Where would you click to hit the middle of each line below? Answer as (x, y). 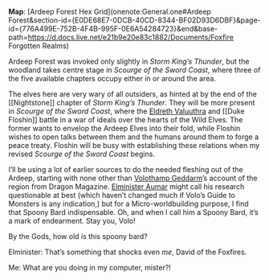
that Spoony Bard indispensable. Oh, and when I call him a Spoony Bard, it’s (133, 212)
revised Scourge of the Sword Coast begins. (82, 154)
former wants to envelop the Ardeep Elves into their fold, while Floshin (124, 128)
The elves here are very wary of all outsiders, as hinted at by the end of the (132, 94)
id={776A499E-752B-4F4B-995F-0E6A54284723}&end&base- (113, 29)
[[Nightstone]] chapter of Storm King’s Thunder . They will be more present (132, 103)
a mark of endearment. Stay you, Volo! (72, 221)
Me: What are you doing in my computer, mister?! (90, 268)
